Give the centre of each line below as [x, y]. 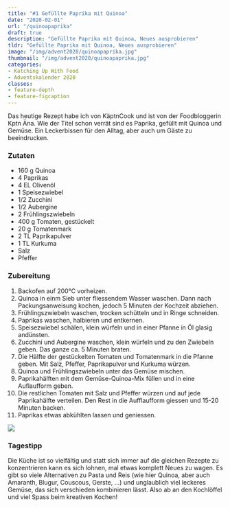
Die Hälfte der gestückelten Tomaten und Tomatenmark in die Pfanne [115, 356]
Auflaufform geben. [45, 386]
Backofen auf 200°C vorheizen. [62, 291]
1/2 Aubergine [37, 207]
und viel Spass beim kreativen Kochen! [63, 497]
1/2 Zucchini [35, 200]
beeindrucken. [28, 138]
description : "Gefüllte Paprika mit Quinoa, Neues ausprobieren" [103, 39]
